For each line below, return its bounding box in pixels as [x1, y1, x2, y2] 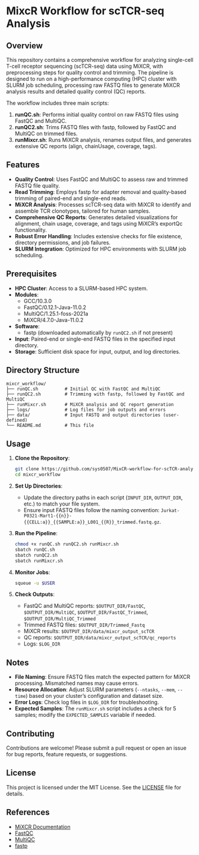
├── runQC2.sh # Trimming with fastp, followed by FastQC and [6, 391, 185, 397]
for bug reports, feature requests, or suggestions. [6, 751, 128, 757]
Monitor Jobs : [14, 569, 50, 576]
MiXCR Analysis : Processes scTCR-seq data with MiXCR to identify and [14, 201, 191, 208]
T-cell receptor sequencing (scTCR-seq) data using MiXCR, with [6, 63, 163, 70]
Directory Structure [6, 365, 80, 376]
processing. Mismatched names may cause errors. [14, 680, 140, 687]
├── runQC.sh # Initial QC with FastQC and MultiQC [6, 386, 161, 392]
